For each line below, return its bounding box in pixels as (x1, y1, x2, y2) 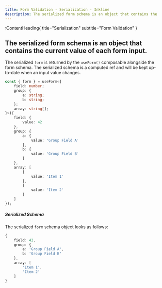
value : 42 (22, 120, 42, 125)
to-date (5, 70, 20, 76)
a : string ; (22, 93, 45, 98)
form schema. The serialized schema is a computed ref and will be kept (5, 65, 148, 70)
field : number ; (14, 84, 45, 89)
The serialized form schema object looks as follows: (5, 224, 108, 230)
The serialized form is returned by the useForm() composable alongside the (5, 59, 154, 66)
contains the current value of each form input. (5, 47, 147, 55)
